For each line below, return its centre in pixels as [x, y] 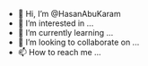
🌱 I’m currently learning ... [65, 33]
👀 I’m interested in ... [56, 23]
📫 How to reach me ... [59, 52]
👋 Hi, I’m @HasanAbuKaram [69, 14]
